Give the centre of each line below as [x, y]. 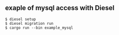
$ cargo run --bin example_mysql [39, 28]
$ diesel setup [21, 19]
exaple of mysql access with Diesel [60, 8]
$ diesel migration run [29, 23]
